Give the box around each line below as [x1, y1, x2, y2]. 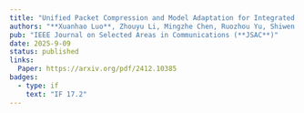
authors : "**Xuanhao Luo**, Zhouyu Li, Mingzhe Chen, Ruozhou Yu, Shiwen [9, 22, 296, 31]
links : [9, 56, 35, 65]
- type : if [17, 81, 59, 90]
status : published [9, 47, 79, 56]
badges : [9, 73, 39, 82]
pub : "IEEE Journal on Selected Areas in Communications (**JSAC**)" [9, 30, 279, 39]
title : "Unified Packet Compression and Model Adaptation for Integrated [9, 13, 296, 23]
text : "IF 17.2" [25, 89, 88, 98]
